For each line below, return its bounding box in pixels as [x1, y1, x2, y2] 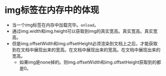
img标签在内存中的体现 [4, 4, 99, 16]
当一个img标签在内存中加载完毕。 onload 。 [11, 22, 99, 28]
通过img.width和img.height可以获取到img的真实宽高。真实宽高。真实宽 [11, 28, 158, 34]
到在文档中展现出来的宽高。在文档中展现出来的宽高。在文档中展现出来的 [11, 47, 161, 53]
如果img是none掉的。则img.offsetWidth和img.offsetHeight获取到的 [19, 59, 157, 65]
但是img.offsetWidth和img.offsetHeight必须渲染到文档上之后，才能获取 [11, 40, 158, 46]
